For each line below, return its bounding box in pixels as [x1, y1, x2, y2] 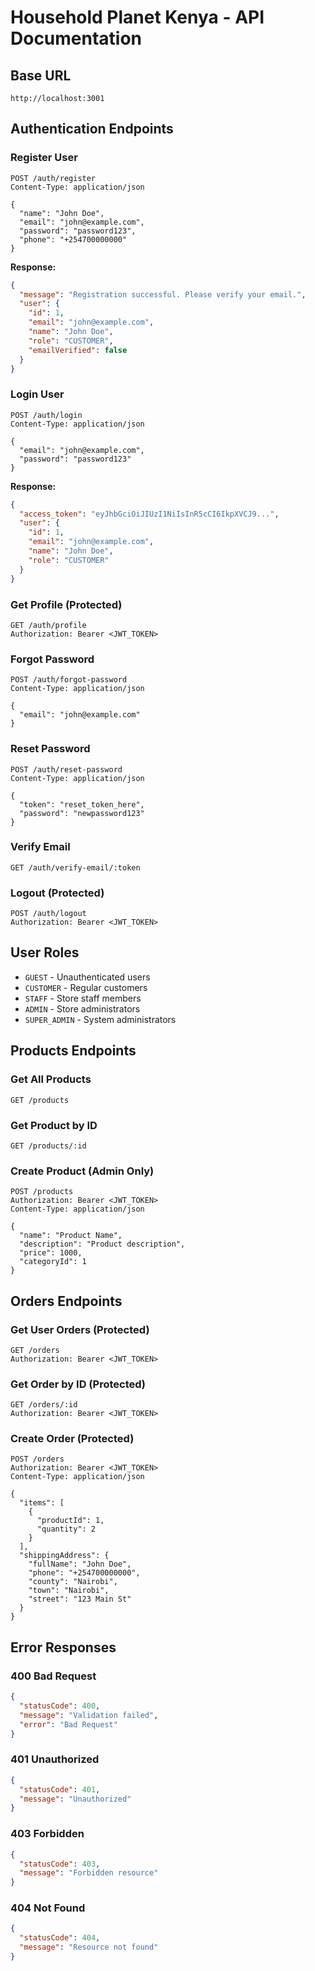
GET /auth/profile [10, 620, 87, 630]
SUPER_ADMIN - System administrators [24, 1013, 177, 1025]
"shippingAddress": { [19, 1551, 110, 1561]
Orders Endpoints [10, 1292, 123, 1310]
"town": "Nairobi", [28, 1586, 110, 1596]
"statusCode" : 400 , [19, 1701, 101, 1711]
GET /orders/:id [10, 1400, 78, 1410]
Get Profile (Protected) [10, 597, 123, 611]
